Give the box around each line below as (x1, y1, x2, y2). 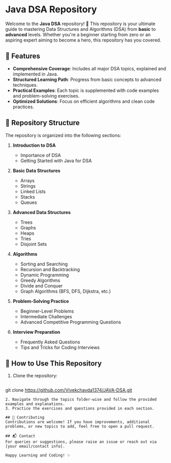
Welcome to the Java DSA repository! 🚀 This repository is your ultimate (5, 21, 156, 27)
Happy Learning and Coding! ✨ (5, 453, 71, 458)
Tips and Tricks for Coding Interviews (20, 344, 100, 350)
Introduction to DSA (12, 142, 56, 148)
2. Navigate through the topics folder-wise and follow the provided (5, 397, 157, 402)
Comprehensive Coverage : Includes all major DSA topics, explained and (12, 65, 166, 71)
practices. (12, 104, 34, 110)
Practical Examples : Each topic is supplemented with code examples (12, 87, 159, 93)
